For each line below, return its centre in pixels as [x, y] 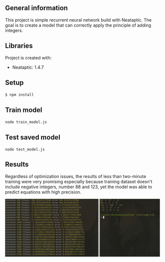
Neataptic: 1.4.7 [28, 67]
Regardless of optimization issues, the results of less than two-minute [76, 176]
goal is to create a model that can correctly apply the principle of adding [78, 25]
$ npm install [20, 95]
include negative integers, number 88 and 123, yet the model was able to [79, 187]
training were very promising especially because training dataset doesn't [79, 181]
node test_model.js [25, 149]
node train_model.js [26, 122]
